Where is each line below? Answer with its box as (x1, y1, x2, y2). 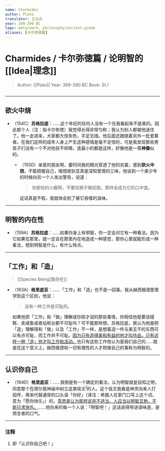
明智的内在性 (5, 216, 44, 224)
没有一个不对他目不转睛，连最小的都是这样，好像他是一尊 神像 (25, 145, 150, 151)
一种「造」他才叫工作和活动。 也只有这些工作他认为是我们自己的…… (16, 338, 153, 344)
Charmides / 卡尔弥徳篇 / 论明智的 (5, 53, 143, 64)
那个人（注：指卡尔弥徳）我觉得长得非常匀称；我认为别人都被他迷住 (16, 126, 155, 132)
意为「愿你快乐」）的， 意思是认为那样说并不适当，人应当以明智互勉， (12, 398, 152, 404)
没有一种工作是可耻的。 (24, 303, 72, 309)
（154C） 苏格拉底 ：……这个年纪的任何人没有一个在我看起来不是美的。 (12, 120, 155, 126)
